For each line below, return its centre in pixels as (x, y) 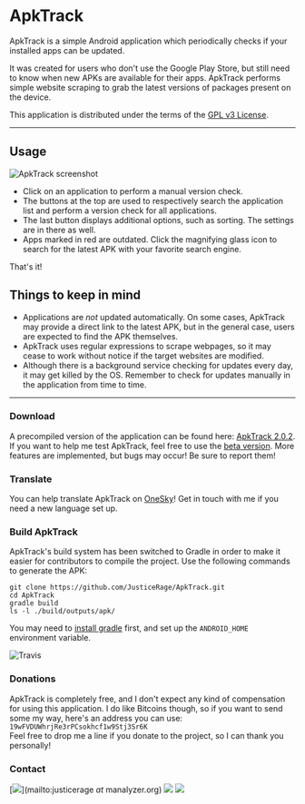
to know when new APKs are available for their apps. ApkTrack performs (145, 77)
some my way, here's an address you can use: (96, 718)
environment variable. (50, 638)
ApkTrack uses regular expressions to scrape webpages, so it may (147, 346)
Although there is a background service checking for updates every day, (157, 365)
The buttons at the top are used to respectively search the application (153, 201)
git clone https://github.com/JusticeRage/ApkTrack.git (117, 588)
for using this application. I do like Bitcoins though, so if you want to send (146, 708)
